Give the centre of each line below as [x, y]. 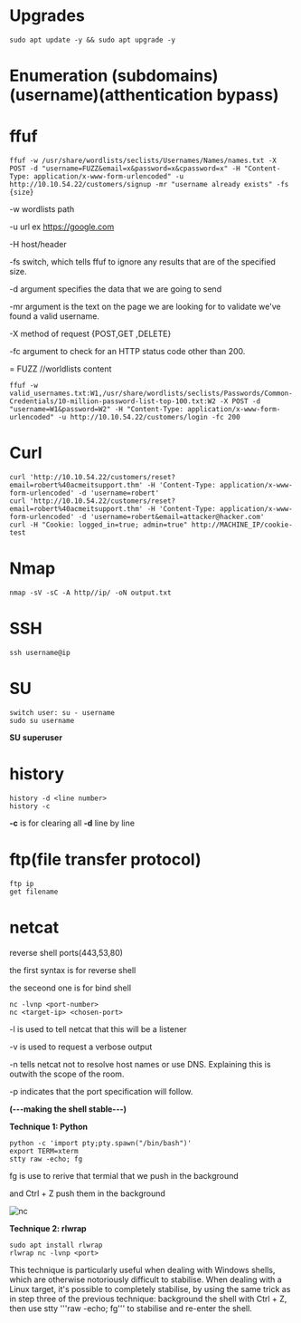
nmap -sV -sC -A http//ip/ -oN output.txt [90, 593]
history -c [30, 806]
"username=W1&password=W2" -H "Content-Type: [96, 410]
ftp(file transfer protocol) [105, 859]
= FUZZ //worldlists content [61, 369]
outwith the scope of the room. [67, 1074]
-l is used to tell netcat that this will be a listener [98, 1028]
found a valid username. [54, 316]
